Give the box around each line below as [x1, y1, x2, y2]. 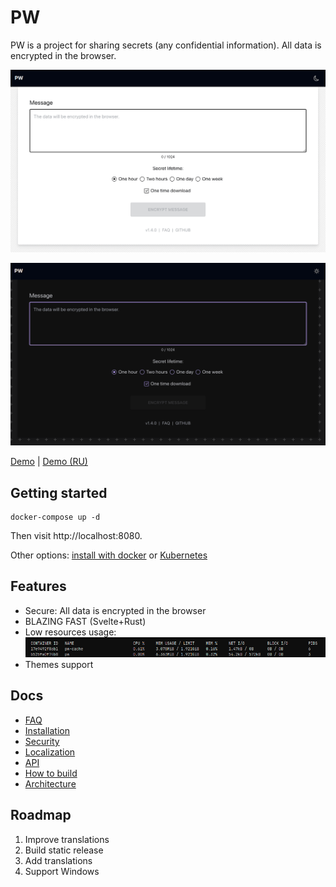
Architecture [24, 777, 77, 790]
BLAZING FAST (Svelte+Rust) [24, 615, 147, 627]
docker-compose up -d [10, 512, 101, 522]
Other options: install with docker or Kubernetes [10, 549, 208, 561]
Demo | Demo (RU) [10, 456, 88, 468]
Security [24, 735, 60, 747]
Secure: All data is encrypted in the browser [24, 604, 207, 616]
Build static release [24, 844, 104, 856]
